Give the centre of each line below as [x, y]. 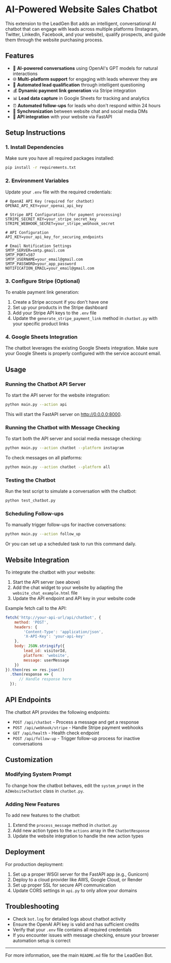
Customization [29, 760]
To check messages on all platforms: [44, 457]
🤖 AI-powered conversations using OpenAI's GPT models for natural [85, 68]
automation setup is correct [41, 941]
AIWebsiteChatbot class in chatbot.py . [45, 791]
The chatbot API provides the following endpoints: [58, 712]
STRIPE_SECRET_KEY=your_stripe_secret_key [51, 219]
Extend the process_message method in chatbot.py [65, 825]
